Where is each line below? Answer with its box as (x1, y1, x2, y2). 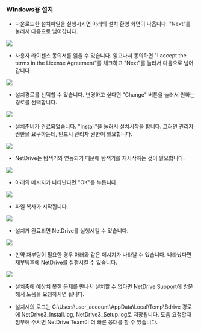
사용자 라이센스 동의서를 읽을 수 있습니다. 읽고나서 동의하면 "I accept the (14, 52, 187, 59)
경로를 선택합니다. (14, 98, 57, 106)
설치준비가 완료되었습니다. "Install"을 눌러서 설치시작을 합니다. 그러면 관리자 (14, 123, 194, 130)
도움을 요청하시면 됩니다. (26, 291, 85, 298)
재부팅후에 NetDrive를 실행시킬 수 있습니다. (14, 259, 117, 266)
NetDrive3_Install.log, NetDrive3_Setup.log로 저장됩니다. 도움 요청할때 (21, 311, 191, 318)
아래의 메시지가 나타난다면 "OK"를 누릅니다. (14, 179, 118, 186)
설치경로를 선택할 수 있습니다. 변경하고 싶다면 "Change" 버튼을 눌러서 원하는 (14, 91, 196, 98)
